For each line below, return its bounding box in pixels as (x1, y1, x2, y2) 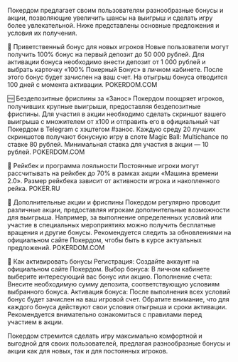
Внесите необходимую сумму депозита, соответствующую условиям (7, 280, 220, 288)
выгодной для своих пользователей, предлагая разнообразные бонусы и (7, 339, 231, 348)
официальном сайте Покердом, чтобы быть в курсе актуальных (7, 236, 202, 244)
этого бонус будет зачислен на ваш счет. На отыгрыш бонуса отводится (7, 73, 228, 81)
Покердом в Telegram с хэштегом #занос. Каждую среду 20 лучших (7, 125, 216, 133)
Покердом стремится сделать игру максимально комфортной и (7, 331, 202, 340)
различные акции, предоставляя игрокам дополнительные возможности (7, 206, 230, 214)
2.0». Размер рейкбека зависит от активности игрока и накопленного (7, 177, 220, 185)
